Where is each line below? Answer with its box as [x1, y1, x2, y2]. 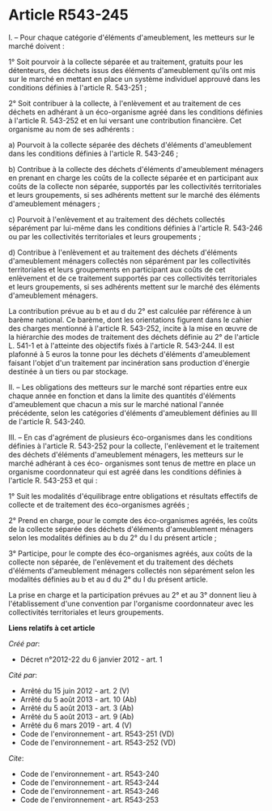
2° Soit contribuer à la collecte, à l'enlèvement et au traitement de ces [8, 98, 241, 108]
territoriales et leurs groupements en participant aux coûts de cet [8, 264, 226, 274]
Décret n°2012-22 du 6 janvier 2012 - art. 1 [19, 654, 163, 664]
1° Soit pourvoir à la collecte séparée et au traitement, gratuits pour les [8, 57, 244, 67]
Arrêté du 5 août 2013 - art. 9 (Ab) [19, 711, 134, 721]
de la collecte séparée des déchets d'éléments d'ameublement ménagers [8, 524, 253, 534]
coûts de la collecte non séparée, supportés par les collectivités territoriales [8, 181, 261, 191]
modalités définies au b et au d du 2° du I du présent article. [8, 574, 209, 584]
